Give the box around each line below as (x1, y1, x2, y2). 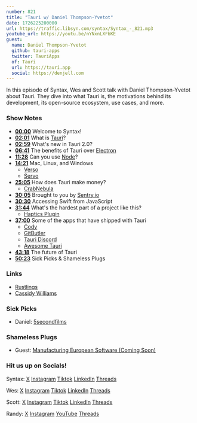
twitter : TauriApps (11, 53, 60, 59)
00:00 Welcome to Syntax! (14, 127, 82, 135)
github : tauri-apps (11, 48, 60, 54)
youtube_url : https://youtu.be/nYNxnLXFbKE (6, 31, 116, 37)
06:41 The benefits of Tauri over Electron (14, 147, 116, 154)
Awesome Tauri (23, 242, 62, 249)
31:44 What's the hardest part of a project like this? (14, 204, 142, 211)
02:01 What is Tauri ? (14, 134, 66, 141)
